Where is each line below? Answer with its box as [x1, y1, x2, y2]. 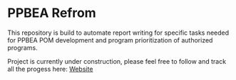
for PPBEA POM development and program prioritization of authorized [7, 35, 213, 44]
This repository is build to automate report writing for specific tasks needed [7, 28, 230, 37]
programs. [7, 43, 38, 52]
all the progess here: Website [7, 64, 93, 73]
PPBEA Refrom [7, 5, 96, 21]
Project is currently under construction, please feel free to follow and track [7, 57, 227, 65]
